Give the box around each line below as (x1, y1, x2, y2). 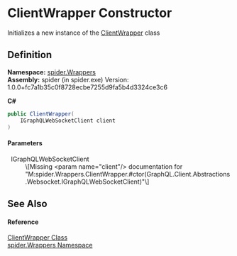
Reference (7, 218, 39, 226)
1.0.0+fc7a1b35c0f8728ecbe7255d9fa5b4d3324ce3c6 (7, 83, 168, 91)
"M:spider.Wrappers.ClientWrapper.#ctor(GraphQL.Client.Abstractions (25, 169, 231, 178)
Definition (7, 49, 52, 61)
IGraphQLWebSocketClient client (20, 117, 116, 124)
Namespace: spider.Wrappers (7, 67, 96, 76)
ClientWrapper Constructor (7, 5, 172, 21)
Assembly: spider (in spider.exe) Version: (7, 75, 129, 84)
